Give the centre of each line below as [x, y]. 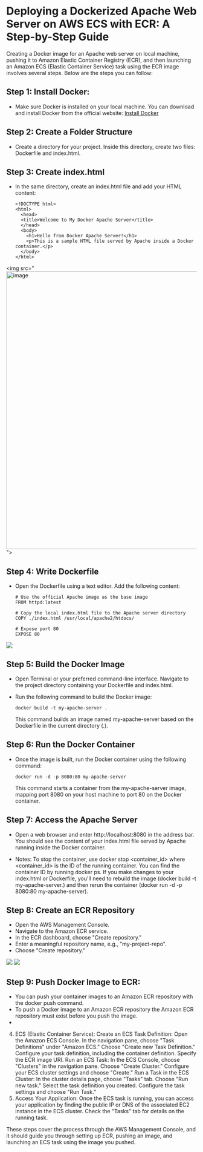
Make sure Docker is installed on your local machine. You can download [105, 107]
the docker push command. [49, 1003]
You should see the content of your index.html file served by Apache [100, 841]
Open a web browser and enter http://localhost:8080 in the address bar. [105, 834]
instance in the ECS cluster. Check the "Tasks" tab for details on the [99, 1111]
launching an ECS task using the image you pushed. [71, 1142]
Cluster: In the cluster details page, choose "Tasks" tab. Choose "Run [101, 1079]
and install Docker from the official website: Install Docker [87, 113]
